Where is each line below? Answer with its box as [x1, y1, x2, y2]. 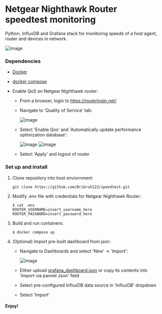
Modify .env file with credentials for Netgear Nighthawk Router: [12, 193, 141, 199]
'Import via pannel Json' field [19, 272, 80, 278]
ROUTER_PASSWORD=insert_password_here [12, 211, 92, 216]
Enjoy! [5, 303, 19, 309]
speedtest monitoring [5, 14, 96, 25]
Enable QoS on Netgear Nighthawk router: [12, 88, 98, 94]
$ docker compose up [12, 230, 55, 235]
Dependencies [5, 58, 41, 64]
